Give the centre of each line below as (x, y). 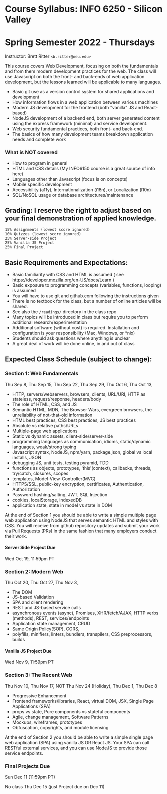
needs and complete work (39, 139)
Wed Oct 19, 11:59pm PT (30, 558)
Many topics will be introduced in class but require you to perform (80, 317)
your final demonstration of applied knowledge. (81, 218)
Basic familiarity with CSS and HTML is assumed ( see (68, 275)
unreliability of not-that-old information (52, 415)
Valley (18, 20)
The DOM (22, 592)
